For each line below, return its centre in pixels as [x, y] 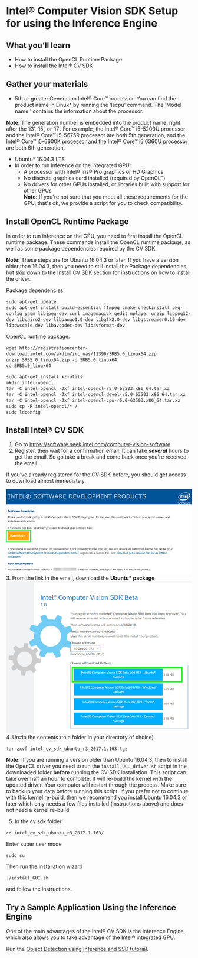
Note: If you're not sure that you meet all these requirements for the [106, 197]
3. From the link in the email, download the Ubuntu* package [80, 578]
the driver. [19, 278]
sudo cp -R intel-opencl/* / [42, 406]
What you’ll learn [38, 45]
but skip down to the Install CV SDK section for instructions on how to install [98, 272]
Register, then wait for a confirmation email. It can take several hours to [102, 451]
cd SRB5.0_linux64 [29, 366]
